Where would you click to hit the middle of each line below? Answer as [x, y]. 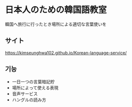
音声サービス [25, 94]
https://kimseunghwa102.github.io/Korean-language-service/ [66, 53]
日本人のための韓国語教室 [56, 10]
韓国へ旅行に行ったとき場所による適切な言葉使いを [56, 24]
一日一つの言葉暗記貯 [33, 81]
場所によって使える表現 [35, 88]
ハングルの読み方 [29, 100]
